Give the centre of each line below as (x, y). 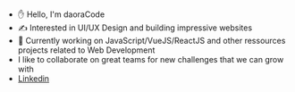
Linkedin (34, 79)
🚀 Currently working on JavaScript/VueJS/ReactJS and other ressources (152, 41)
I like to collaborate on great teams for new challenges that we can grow (151, 59)
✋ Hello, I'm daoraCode (61, 14)
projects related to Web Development (86, 50)
